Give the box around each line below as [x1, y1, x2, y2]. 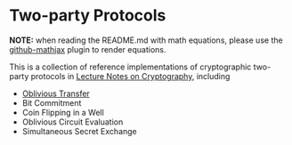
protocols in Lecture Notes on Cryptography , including [30, 70, 231, 81]
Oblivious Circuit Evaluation [21, 117, 124, 127]
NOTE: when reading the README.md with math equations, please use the [9, 35, 283, 45]
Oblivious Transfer [21, 88, 91, 99]
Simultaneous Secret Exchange [21, 125, 138, 136]
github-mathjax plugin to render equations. [9, 44, 166, 54]
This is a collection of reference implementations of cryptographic [9, 61, 252, 72]
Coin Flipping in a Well [21, 107, 104, 117]
